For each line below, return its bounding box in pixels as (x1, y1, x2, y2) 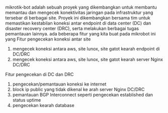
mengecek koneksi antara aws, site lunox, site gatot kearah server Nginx (12, 56, 163, 62)
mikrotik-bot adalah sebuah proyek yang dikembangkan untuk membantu (5, 4, 157, 10)
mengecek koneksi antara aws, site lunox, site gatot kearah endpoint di (12, 46, 160, 51)
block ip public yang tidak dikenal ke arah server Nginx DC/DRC (12, 86, 145, 92)
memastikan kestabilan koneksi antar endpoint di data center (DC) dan (5, 20, 151, 26)
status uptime (12, 97, 41, 103)
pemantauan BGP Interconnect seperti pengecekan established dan (12, 92, 153, 97)
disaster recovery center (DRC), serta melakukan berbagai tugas (5, 25, 139, 31)
